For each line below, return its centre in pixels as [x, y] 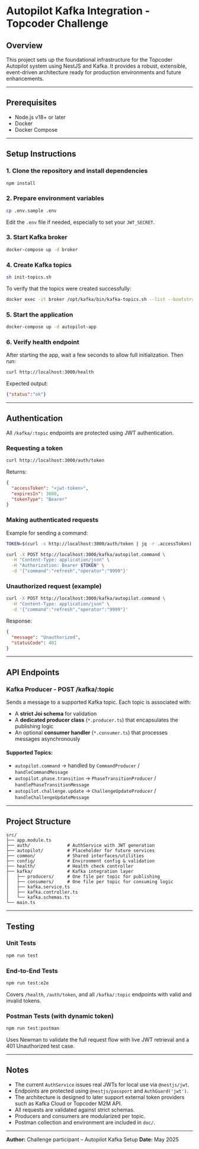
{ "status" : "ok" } [26, 395]
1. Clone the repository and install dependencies [77, 171]
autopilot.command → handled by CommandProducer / [77, 766]
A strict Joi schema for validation [56, 714]
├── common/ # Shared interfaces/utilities [75, 856]
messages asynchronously [47, 739]
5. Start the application [40, 315]
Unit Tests [21, 943]
